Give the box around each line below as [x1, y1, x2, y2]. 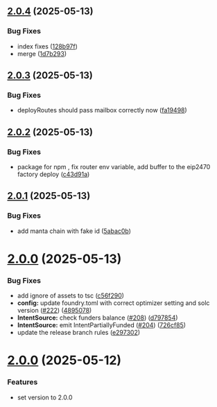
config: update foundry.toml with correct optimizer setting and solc [17, 299, 210, 307]
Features [7, 377, 38, 387]
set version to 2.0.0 [17, 393, 73, 401]
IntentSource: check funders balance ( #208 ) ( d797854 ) [17, 313, 178, 322]
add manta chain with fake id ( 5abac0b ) [17, 227, 132, 235]
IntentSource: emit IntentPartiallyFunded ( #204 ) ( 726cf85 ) [17, 321, 186, 329]
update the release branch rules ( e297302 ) [17, 329, 141, 337]
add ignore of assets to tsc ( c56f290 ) [17, 291, 125, 300]
